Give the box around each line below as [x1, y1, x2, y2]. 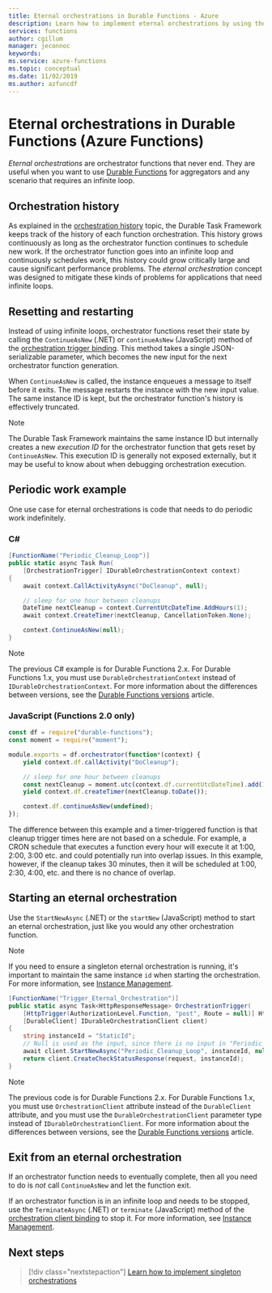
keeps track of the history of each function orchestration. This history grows [8, 229, 263, 239]
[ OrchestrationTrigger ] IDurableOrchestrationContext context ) [23, 567, 241, 575]
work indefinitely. [8, 512, 66, 523]
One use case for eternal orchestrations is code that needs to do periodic [8, 504, 253, 514]
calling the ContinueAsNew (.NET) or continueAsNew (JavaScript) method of [8, 335, 253, 345]
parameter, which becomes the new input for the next [48, 352, 227, 362]
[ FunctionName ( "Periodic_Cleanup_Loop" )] [8, 552, 151, 560]
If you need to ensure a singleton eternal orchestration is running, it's [8, 961, 239, 971]
